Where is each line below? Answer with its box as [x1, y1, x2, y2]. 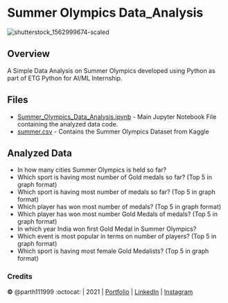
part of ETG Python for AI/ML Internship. [7, 74, 123, 82]
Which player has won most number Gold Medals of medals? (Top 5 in [17, 210, 218, 218]
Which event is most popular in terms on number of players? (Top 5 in [17, 232, 217, 240]
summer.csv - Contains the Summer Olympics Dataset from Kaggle [17, 127, 209, 136]
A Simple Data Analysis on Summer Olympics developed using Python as [7, 66, 216, 74]
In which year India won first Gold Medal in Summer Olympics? [17, 224, 197, 234]
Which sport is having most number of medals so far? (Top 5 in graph [17, 188, 216, 196]
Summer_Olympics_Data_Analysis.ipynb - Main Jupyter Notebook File [17, 113, 217, 121]
